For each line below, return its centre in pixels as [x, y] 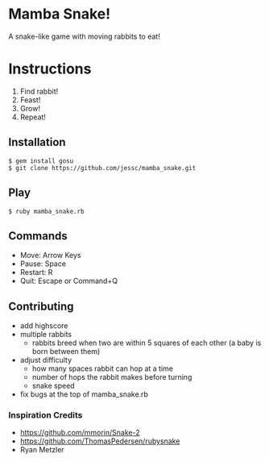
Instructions [50, 69]
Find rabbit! [39, 91]
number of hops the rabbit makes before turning [112, 377]
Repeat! [33, 117]
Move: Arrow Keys [51, 256]
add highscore [44, 326]
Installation [37, 142]
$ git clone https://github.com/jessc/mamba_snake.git [102, 168]
